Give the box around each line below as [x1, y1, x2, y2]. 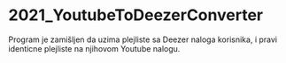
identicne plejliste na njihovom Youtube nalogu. [8, 43, 181, 53]
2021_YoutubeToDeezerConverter [8, 5, 263, 25]
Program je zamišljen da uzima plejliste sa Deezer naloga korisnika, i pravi [8, 34, 278, 45]
